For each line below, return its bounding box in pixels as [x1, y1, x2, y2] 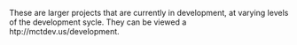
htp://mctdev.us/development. [9, 26, 120, 36]
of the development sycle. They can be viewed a [9, 17, 187, 27]
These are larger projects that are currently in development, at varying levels [9, 8, 289, 18]
